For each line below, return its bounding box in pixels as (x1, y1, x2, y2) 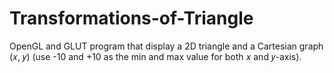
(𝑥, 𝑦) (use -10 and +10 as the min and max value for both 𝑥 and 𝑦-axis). (9, 50, 302, 62)
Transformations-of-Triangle (9, 7, 254, 30)
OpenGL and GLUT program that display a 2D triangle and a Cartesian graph (9, 40, 324, 52)
